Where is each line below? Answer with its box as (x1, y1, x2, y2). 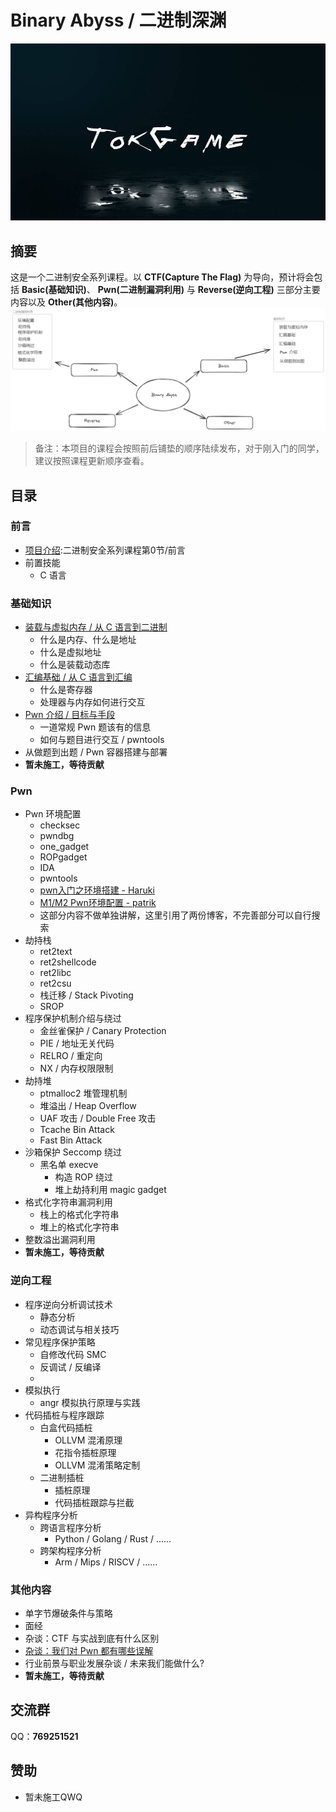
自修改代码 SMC (39, 1348, 107, 1360)
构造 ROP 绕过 (54, 1171, 113, 1183)
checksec (39, 819, 81, 831)
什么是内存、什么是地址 (39, 634, 137, 646)
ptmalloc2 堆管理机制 (39, 1087, 128, 1100)
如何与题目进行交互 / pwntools (39, 734, 165, 746)
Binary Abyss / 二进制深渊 (10, 9, 227, 32)
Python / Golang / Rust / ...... (54, 1532, 172, 1545)
